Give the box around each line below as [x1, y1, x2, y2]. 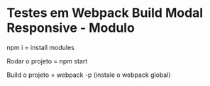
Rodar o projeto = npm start [6, 56, 88, 65]
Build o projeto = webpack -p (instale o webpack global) [6, 70, 171, 79]
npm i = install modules [6, 43, 75, 51]
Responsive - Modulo [6, 20, 136, 36]
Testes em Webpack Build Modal [6, 5, 204, 21]
